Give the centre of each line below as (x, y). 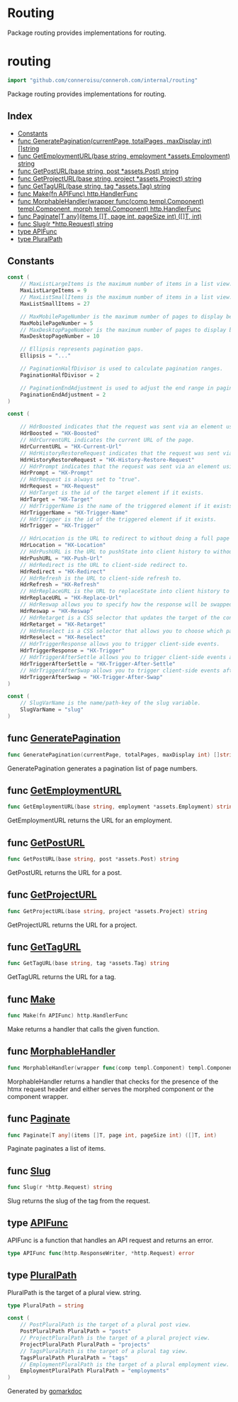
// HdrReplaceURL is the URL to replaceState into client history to (125, 591)
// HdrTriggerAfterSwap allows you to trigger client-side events (120, 670)
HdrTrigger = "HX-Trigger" (60, 526)
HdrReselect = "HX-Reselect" (63, 637)
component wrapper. (38, 1096)
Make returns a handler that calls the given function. (84, 1029)
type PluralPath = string (45, 1306)
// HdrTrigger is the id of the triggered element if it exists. (119, 519)
